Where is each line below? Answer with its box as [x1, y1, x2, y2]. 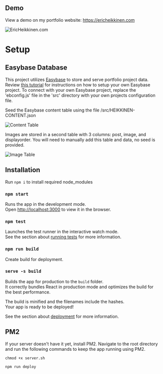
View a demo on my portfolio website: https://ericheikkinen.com [5, 17, 135, 23]
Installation [5, 166, 40, 174]
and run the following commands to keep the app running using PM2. [5, 346, 146, 352]
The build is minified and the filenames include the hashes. [5, 299, 125, 304]
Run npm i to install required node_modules [5, 179, 93, 185]
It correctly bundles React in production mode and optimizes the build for [5, 284, 154, 290]
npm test [5, 219, 26, 224]
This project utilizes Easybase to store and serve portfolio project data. [5, 76, 149, 82]
